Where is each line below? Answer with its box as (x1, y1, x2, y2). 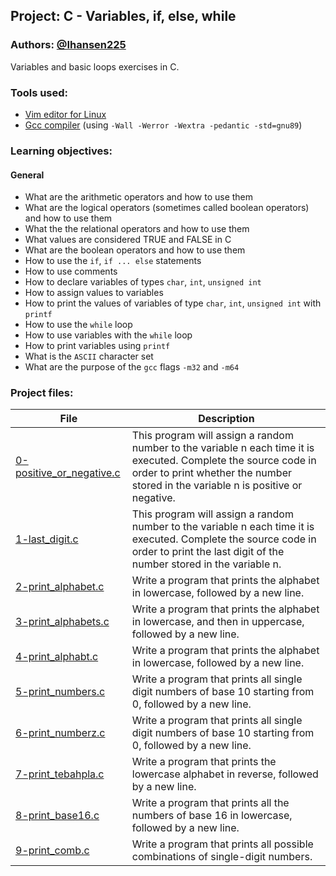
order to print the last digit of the (131, 545, 285, 559)
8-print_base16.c (15, 809, 100, 823)
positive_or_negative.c (15, 466, 121, 480)
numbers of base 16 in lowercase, (131, 809, 293, 823)
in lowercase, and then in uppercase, (131, 615, 305, 629)
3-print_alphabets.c (15, 615, 110, 629)
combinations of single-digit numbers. (131, 850, 313, 864)
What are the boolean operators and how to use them (24, 244, 246, 256)
